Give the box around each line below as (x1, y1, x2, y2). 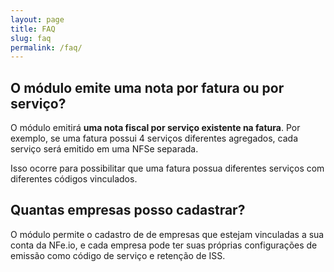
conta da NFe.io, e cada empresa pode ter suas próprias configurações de (10, 239, 318, 251)
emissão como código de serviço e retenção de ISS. (10, 249, 226, 261)
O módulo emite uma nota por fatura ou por (10, 79, 285, 96)
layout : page (10, 14, 65, 25)
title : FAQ (10, 24, 56, 34)
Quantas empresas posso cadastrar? (10, 202, 246, 219)
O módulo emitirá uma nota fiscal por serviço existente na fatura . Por (10, 122, 301, 134)
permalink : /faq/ (10, 42, 83, 53)
